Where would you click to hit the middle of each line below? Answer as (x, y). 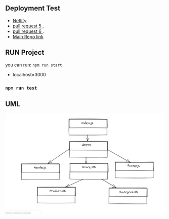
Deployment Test (33, 8)
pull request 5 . (28, 26)
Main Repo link (28, 36)
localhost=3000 (29, 74)
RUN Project (25, 53)
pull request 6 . (28, 31)
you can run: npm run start (34, 65)
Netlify (19, 20)
